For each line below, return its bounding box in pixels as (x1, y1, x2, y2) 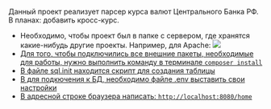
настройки (19, 83, 57, 92)
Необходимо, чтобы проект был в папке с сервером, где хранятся (19, 31, 250, 40)
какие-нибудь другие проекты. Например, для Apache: (19, 40, 211, 50)
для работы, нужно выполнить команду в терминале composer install (19, 58, 263, 67)
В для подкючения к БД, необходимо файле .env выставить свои (19, 75, 245, 83)
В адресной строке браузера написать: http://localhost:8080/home (19, 91, 252, 101)
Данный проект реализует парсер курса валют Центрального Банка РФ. (8, 7, 260, 16)
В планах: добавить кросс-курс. (8, 15, 119, 25)
